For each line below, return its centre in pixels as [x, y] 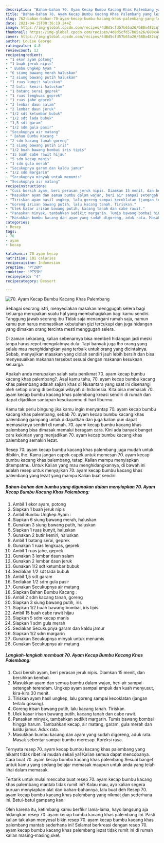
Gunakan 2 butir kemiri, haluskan [46, 535]
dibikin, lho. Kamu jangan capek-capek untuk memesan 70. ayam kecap [78, 455]
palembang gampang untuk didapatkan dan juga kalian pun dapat [71, 420]
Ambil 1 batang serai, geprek [41, 541]
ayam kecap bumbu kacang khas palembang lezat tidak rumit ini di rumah [79, 830]
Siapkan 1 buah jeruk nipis [39, 509]
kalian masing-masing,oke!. [33, 835]
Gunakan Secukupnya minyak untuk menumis [58, 639]
